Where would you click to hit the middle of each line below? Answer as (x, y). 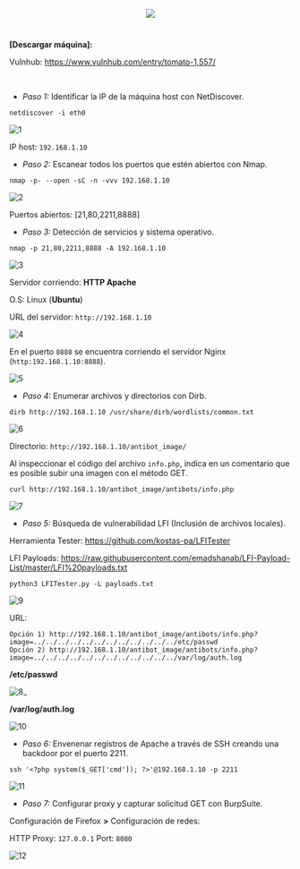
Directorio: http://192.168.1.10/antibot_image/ (98, 447)
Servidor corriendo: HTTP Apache (73, 283)
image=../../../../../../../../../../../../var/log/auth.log (126, 658)
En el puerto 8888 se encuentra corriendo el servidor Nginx (118, 352)
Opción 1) (28, 635)
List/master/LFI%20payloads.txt (69, 567)
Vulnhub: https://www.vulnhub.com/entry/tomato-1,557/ (113, 62)
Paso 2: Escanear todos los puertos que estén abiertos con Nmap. (145, 165)
